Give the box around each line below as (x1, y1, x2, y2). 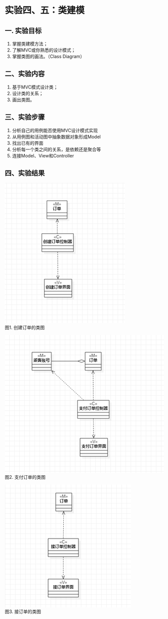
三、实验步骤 (5, 113, 45, 121)
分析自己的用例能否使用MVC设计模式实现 (12, 127, 98, 133)
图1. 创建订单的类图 (5, 324, 45, 331)
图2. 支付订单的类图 (5, 474, 46, 480)
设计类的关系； (12, 90, 44, 96)
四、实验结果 (5, 169, 45, 178)
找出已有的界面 (12, 140, 44, 146)
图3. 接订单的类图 (5, 608, 41, 615)
